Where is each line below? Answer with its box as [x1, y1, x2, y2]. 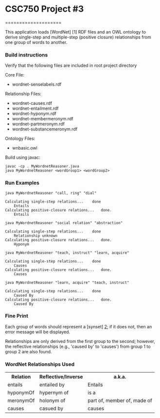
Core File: [5, 72, 24, 78]
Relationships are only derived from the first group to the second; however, [5, 338, 156, 344]
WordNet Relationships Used [5, 361, 75, 367]
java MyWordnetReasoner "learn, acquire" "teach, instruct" [5, 280, 130, 285]
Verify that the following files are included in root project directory [5, 62, 137, 69]
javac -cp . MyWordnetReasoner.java [5, 164, 79, 169]
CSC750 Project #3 [5, 3, 84, 15]
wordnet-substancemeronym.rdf [12, 126, 78, 132]
